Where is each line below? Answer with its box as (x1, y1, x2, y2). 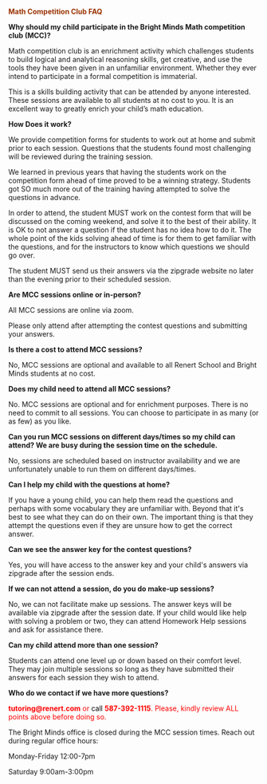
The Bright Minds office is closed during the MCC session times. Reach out (8, 727, 255, 737)
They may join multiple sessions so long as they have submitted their (8, 664, 234, 673)
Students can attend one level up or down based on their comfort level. (8, 656, 241, 665)
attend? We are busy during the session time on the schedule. (8, 440, 218, 450)
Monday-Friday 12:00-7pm (8, 751, 96, 761)
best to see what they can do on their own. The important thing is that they (8, 512, 253, 522)
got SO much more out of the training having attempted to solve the (8, 184, 230, 194)
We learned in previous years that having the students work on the (8, 167, 227, 176)
